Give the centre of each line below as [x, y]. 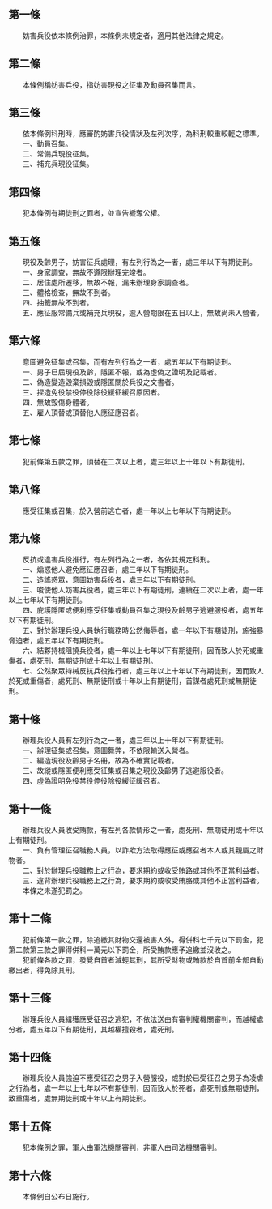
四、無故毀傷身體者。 [58, 402]
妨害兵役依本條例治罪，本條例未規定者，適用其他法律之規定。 [125, 36]
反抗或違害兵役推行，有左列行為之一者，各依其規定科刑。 [118, 560]
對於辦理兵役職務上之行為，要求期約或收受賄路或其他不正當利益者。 [150, 870]
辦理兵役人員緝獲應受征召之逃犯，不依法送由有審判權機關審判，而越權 [139, 1019]
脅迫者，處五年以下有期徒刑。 [58, 641]
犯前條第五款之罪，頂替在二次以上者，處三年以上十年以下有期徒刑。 [136, 461]
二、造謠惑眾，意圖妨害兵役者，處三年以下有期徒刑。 [111, 580]
